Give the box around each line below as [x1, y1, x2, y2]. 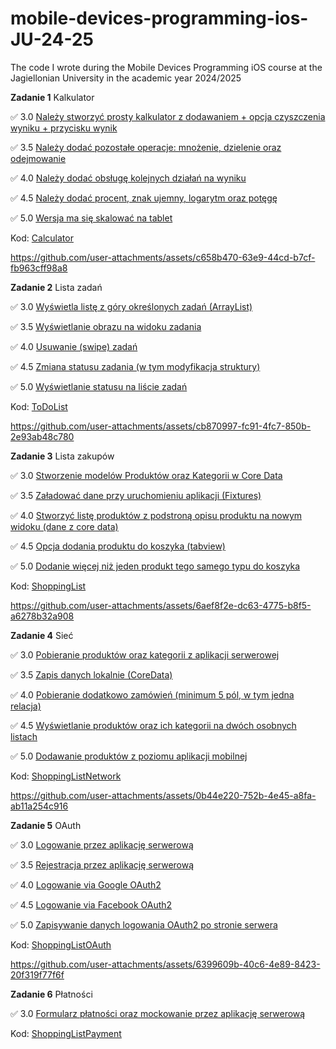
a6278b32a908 [10, 610, 75, 622]
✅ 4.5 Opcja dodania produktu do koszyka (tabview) [10, 540, 226, 552]
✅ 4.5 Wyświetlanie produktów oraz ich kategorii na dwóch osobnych [10, 719, 297, 731]
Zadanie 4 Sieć [10, 629, 74, 641]
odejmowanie [10, 152, 67, 164]
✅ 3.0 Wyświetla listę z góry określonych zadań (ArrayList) [10, 300, 253, 312]
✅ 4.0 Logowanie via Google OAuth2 [10, 878, 162, 891]
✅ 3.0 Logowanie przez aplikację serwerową [10, 838, 194, 851]
